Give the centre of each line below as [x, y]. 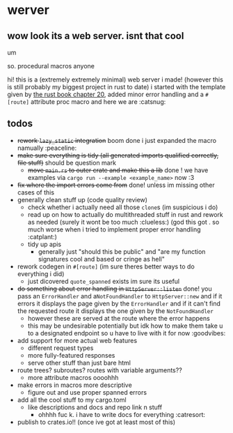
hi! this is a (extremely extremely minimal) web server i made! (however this [115, 79]
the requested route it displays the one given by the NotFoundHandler [115, 311]
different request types [61, 348]
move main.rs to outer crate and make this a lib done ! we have [118, 170]
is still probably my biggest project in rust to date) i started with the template [116, 87]
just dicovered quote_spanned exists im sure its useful [104, 281]
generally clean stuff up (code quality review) [82, 199]
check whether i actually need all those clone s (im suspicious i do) [123, 207]
